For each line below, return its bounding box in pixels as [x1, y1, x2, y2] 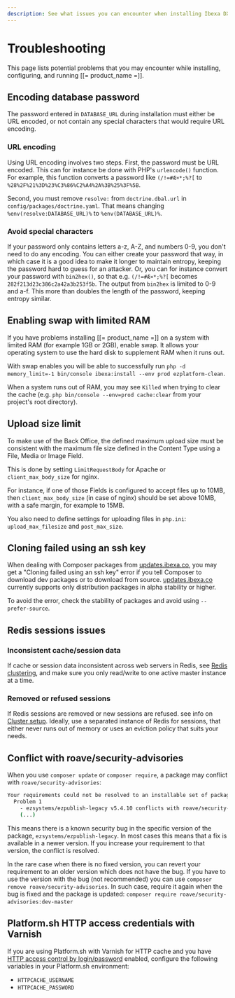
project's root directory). [7, 397, 78, 406]
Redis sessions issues [7, 624, 106, 636]
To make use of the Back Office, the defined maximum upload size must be [7, 436, 224, 445]
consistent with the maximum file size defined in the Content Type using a [7, 444, 220, 452]
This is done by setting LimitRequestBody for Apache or [7, 465, 166, 473]
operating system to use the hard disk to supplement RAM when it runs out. [7, 348, 225, 356]
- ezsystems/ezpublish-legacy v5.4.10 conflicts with [20, 805, 180, 812]
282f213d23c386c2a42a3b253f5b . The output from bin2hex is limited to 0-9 [7, 279, 216, 288]
